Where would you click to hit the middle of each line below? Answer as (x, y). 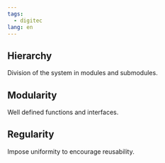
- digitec (28, 21)
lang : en (20, 27)
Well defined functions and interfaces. (63, 112)
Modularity (32, 95)
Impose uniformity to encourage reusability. (71, 151)
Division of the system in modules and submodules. (82, 73)
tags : (15, 14)
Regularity (31, 134)
